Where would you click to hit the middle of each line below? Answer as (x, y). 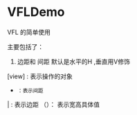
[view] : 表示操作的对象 (40, 76)
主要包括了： (25, 46)
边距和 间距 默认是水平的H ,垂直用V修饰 (73, 61)
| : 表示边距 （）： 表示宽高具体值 (54, 104)
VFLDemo (36, 12)
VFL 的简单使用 (29, 32)
